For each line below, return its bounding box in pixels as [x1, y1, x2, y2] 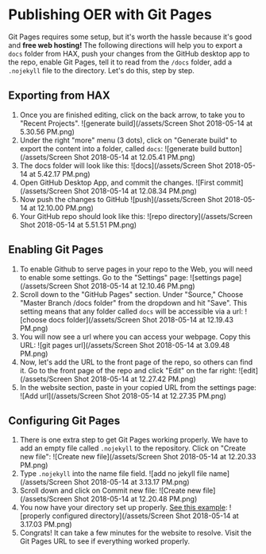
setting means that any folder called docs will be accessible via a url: [19, 306, 244, 316]
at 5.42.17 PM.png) [29, 169, 91, 178]
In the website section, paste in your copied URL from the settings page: [19, 382, 256, 392]
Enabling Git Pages [8, 243, 104, 256]
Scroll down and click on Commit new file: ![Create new [19, 486, 202, 495]
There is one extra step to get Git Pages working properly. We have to [19, 435, 249, 445]
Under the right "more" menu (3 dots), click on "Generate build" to [19, 135, 237, 145]
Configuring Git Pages [8, 414, 121, 427]
